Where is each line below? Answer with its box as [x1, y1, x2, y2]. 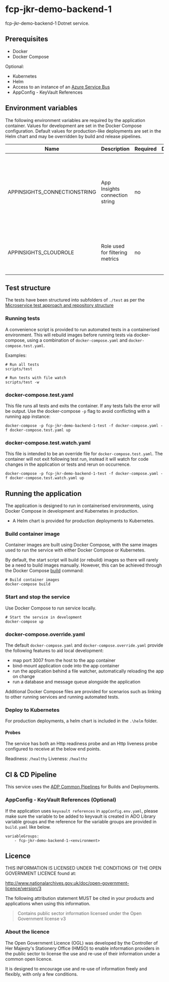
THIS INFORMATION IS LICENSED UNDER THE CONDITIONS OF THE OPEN [5, 865, 162, 871]
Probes [5, 729, 21, 735]
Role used [101, 242, 125, 250]
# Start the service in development [5, 615, 82, 620]
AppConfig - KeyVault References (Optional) [5, 796, 117, 804]
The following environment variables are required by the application [5, 117, 145, 123]
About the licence [5, 929, 50, 936]
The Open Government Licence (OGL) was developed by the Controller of [5, 940, 158, 946]
